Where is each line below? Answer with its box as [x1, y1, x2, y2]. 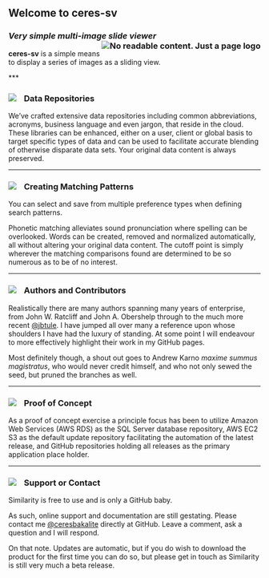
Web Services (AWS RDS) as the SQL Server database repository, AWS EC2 [8, 424, 259, 434]
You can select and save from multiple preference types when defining [8, 200, 243, 209]
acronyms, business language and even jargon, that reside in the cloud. [8, 119, 244, 129]
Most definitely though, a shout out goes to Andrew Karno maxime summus [8, 353, 258, 362]
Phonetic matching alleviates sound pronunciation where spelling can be [8, 224, 248, 233]
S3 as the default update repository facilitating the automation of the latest [8, 432, 254, 442]
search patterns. [8, 208, 62, 217]
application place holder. [8, 449, 90, 459]
